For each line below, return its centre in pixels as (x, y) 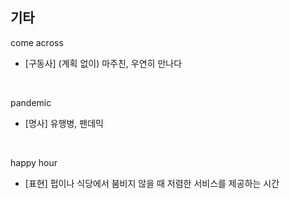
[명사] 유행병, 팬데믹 (64, 123)
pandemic (31, 102)
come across (37, 42)
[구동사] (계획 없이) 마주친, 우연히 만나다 (103, 63)
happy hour (34, 162)
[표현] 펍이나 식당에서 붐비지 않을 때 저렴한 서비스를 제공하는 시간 (152, 183)
